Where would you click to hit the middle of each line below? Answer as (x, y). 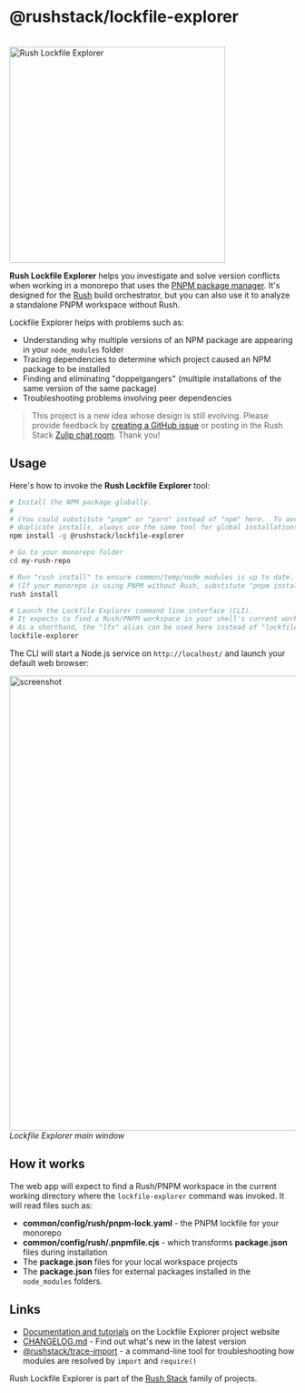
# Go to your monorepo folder (67, 552)
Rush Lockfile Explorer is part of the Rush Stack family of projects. (133, 1378)
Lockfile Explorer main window (67, 1136)
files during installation (65, 1252)
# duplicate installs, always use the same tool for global (126, 528)
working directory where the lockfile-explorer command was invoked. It (147, 1196)
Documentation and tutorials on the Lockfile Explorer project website (151, 1331)
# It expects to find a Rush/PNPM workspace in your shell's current (144, 619)
